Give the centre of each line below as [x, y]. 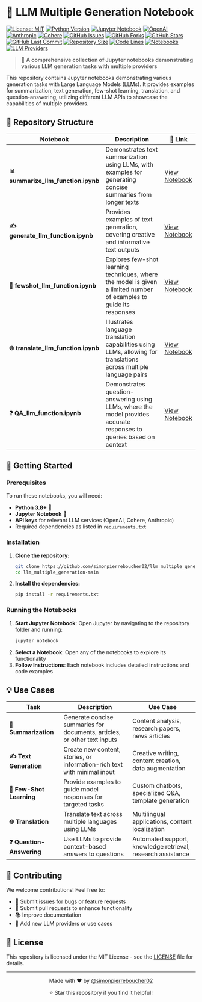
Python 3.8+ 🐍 [33, 507]
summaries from [129, 194]
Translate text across [93, 814]
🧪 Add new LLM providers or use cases [64, 924]
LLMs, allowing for [131, 351]
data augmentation [159, 769]
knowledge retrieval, [161, 847]
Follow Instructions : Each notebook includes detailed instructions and [102, 665]
